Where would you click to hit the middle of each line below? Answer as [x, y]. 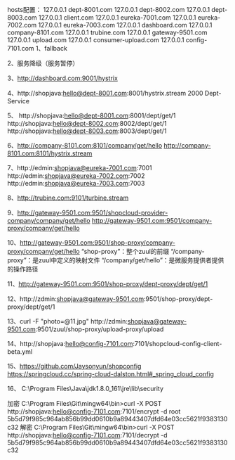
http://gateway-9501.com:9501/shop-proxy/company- [98, 243]
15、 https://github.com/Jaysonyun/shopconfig [74, 366]
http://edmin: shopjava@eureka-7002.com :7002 [76, 176]
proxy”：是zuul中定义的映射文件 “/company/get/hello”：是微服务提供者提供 [116, 260]
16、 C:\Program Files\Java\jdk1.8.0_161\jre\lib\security [85, 389]
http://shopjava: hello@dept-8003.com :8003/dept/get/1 [87, 131]
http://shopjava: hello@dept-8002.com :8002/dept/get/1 [87, 123]
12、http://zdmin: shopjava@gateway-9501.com [76, 299]
